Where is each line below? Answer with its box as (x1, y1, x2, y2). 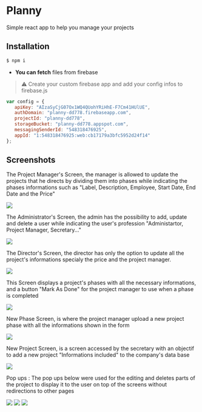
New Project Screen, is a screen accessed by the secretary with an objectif (6, 345, 194, 352)
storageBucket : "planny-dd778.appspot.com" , (14, 121, 129, 128)
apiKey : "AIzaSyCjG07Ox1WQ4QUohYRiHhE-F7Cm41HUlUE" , (14, 104, 150, 110)
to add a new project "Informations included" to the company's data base (6, 351, 190, 359)
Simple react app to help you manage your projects (6, 24, 135, 31)
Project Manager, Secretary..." (6, 226, 82, 234)
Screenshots (6, 155, 56, 165)
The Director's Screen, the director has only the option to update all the (6, 250, 184, 257)
